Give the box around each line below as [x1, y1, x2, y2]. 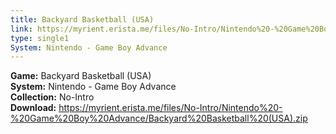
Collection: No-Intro [10, 91, 95, 103]
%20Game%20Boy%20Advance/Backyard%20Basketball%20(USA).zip [10, 112, 308, 125]
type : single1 [10, 33, 70, 43]
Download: [10, 102, 57, 114]
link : [10, 24, 33, 34]
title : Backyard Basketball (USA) [10, 14, 155, 25]
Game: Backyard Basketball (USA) [10, 70, 152, 82]
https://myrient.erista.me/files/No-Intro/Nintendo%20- [58, 102, 283, 114]
